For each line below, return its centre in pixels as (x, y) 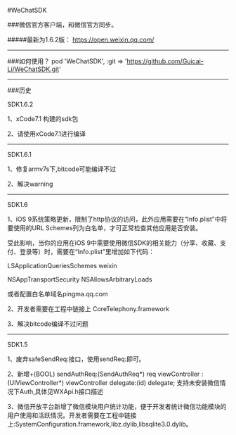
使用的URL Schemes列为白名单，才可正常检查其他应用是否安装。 (107, 228)
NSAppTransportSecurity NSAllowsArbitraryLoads (80, 279)
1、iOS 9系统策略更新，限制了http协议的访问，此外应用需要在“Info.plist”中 (114, 219)
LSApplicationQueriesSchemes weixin (62, 266)
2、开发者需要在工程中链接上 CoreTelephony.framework (88, 309)
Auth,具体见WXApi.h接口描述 (61, 391)
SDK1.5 (18, 345)
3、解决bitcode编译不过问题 (48, 324)
